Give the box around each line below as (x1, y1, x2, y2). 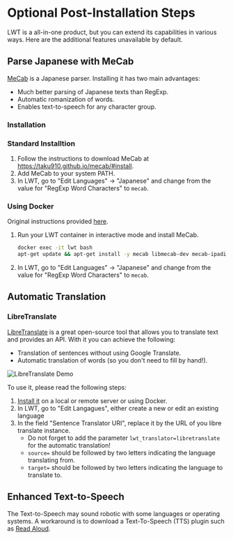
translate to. (27, 471, 63, 479)
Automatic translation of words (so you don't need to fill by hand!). (17, 356, 208, 364)
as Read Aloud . (7, 524, 51, 533)
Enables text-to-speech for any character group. (17, 103, 156, 111)
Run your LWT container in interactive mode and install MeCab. (17, 231, 200, 239)
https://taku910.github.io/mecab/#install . (17, 162, 134, 170)
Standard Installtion (7, 138, 75, 148)
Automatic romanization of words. (17, 95, 115, 103)
